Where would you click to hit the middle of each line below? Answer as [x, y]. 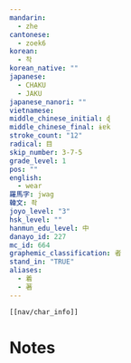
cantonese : [30, 34]
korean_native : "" [44, 69]
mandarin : [28, 18]
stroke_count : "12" [46, 136]
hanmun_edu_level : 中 [49, 228]
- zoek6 [32, 43]
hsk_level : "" [36, 220]
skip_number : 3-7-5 [46, 152]
